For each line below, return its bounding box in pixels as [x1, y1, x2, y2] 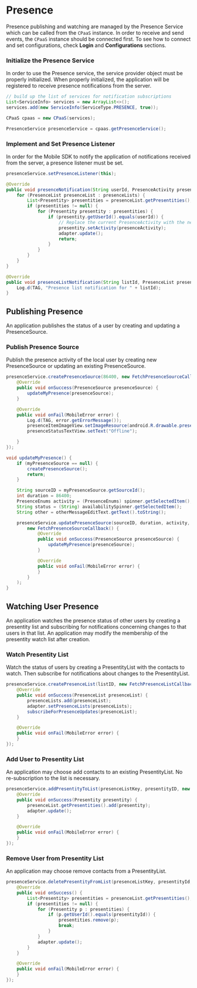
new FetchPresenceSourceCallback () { [27, 525, 119, 531]
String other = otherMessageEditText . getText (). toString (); [16, 509, 167, 515]
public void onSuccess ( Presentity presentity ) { [16, 797, 138, 803]
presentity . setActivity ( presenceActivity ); [58, 225, 167, 231]
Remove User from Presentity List [6, 854, 104, 862]
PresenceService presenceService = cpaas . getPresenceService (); [6, 126, 167, 132]
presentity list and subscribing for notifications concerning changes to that [6, 623, 186, 630]
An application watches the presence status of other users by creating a [6, 617, 181, 624]
